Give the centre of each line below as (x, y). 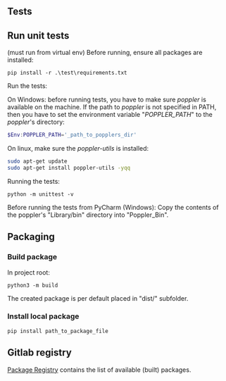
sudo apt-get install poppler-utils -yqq (69, 168)
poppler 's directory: (36, 122)
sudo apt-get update (38, 161)
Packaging (31, 237)
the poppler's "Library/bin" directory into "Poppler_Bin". (88, 215)
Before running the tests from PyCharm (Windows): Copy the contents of (113, 207)
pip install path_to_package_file (58, 331)
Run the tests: (27, 86)
